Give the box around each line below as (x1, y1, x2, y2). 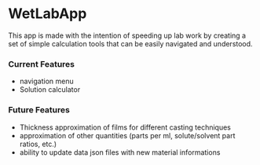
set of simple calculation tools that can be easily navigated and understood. (8, 38, 253, 48)
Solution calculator (19, 85, 81, 94)
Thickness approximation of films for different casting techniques (19, 123, 232, 132)
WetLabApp (8, 5, 87, 23)
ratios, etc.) (19, 139, 57, 148)
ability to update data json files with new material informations (19, 147, 221, 157)
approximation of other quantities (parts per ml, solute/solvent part (19, 130, 236, 140)
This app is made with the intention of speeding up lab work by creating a (8, 31, 246, 40)
